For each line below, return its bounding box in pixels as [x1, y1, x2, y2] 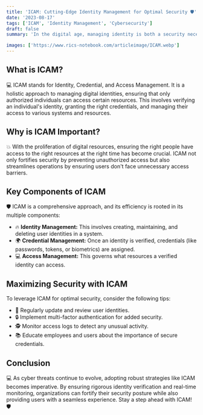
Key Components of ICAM [6, 187, 106, 197]
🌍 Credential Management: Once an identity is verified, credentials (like [14, 237, 197, 244]
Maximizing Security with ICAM [6, 279, 128, 289]
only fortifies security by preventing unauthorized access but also [6, 156, 170, 164]
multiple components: [6, 211, 60, 219]
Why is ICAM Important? [6, 127, 101, 137]
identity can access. [14, 261, 65, 268]
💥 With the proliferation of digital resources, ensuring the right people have [6, 143, 193, 150]
